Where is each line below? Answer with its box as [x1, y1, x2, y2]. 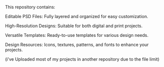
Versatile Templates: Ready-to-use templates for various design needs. [5, 33, 149, 38]
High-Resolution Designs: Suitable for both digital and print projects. [5, 23, 143, 29]
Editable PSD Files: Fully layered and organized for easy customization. [5, 14, 148, 19]
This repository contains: [5, 4, 55, 10]
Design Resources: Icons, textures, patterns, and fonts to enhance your [5, 42, 149, 48]
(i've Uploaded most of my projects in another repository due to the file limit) [5, 56, 160, 62]
